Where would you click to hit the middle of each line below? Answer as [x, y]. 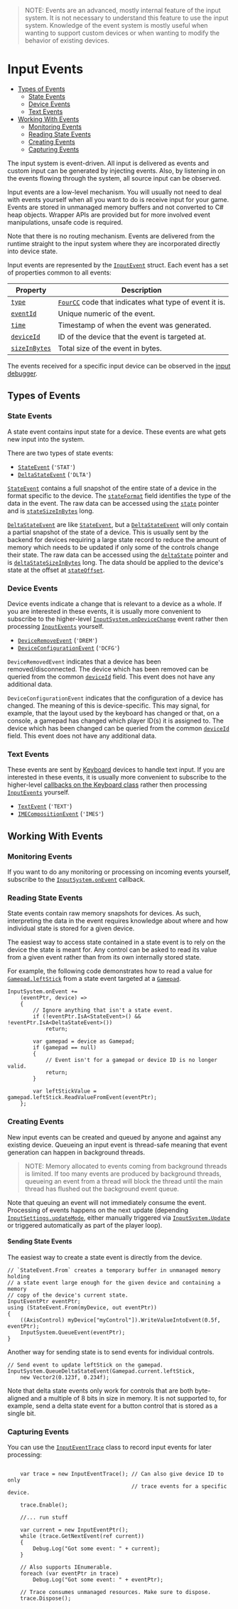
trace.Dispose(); [46, 1598]
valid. [17, 1066]
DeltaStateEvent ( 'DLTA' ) [54, 474]
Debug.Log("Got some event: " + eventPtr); [98, 1580]
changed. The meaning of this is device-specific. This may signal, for [109, 705]
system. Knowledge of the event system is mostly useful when [116, 25]
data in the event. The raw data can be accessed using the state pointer [113, 503]
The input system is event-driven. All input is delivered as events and [108, 163]
